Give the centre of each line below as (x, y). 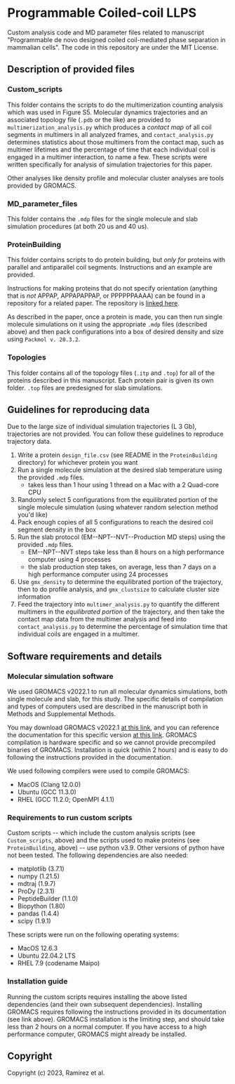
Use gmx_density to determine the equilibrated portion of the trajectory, (120, 582)
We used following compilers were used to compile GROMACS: (98, 771)
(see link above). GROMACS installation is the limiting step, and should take (116, 1019)
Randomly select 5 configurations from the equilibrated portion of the (117, 500)
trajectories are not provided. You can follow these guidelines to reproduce (115, 434)
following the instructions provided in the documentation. (90, 758)
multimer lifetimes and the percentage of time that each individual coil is (112, 150)
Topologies (27, 357)
